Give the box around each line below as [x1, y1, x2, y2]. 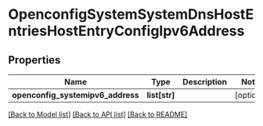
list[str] [146, 90, 175, 100]
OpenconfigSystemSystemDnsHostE [8, 5, 254, 23]
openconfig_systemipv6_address [12, 90, 139, 100]
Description [182, 77, 228, 87]
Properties [8, 53, 61, 67]
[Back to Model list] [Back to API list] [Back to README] [8, 110, 188, 119]
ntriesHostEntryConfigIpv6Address [8, 22, 245, 40]
